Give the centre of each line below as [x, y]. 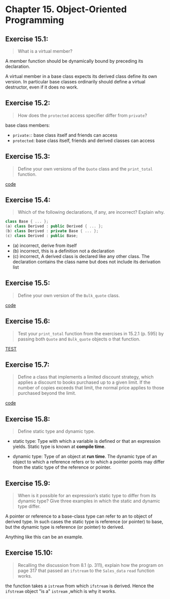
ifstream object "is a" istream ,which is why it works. [61, 591]
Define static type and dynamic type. [56, 432]
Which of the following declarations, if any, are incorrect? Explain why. [91, 212]
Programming [35, 20]
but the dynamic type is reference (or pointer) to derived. [65, 527]
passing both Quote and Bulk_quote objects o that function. [79, 339]
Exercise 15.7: [27, 365]
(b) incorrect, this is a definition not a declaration [64, 251]
